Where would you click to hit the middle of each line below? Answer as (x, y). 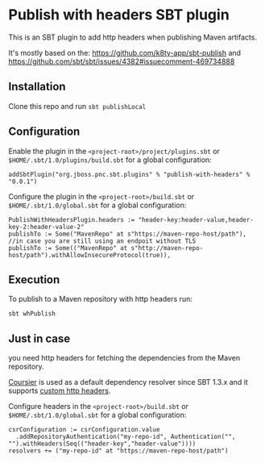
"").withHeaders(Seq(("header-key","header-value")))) (102, 444)
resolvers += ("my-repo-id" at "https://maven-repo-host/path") (118, 451)
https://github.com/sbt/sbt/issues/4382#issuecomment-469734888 (122, 61)
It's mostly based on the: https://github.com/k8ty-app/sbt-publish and (125, 52)
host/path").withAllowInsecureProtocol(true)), (90, 255)
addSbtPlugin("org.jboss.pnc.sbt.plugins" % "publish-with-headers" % (129, 174)
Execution (34, 279)
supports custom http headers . (60, 391)
